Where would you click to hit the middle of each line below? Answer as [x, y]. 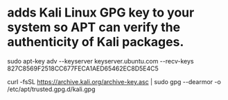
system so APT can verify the [94, 27]
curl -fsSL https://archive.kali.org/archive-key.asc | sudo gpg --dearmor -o [114, 81]
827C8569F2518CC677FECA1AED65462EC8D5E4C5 [83, 68]
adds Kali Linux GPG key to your [101, 13]
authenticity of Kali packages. [96, 42]
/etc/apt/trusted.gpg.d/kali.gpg [51, 89]
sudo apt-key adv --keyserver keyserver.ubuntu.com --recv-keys [100, 61]
